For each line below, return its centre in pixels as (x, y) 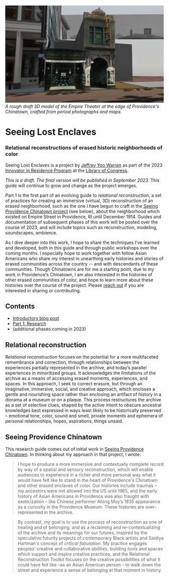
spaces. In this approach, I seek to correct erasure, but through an (74, 384)
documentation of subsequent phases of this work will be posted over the (82, 222)
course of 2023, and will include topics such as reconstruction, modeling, (81, 227)
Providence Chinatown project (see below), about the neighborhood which (82, 211)
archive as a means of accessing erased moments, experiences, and (76, 378)
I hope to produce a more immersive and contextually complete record (91, 464)
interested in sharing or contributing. (43, 290)
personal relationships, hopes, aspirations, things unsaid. (64, 421)
